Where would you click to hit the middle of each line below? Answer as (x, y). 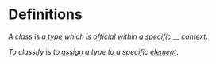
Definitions (46, 15)
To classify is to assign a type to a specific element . (93, 51)
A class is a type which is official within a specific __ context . (108, 36)
